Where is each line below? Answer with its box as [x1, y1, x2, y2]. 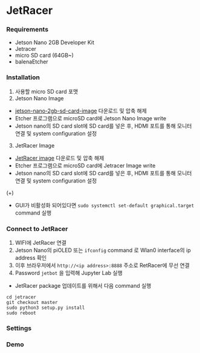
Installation [6, 73, 40, 82]
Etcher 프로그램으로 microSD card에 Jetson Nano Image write [15, 114, 167, 121]
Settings [6, 324, 32, 332]
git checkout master [6, 300, 59, 306]
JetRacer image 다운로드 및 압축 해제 [15, 154, 105, 161]
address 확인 [15, 254, 47, 262]
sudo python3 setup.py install [6, 305, 85, 311]
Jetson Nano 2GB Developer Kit [15, 39, 95, 46]
